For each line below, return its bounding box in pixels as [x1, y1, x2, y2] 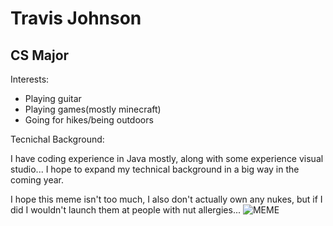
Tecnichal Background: [10, 133, 105, 145]
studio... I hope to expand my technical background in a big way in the [10, 163, 300, 175]
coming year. [10, 174, 65, 186]
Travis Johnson [10, 7, 142, 30]
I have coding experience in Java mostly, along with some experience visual [10, 153, 324, 164]
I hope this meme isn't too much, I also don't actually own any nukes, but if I [10, 193, 323, 205]
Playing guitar [24, 93, 82, 104]
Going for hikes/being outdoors [24, 114, 154, 126]
